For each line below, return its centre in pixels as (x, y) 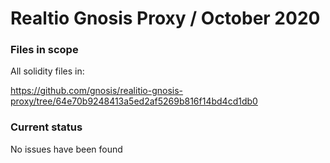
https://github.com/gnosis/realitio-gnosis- (97, 91)
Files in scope (44, 50)
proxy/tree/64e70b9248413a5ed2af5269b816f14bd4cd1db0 (134, 101)
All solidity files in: (47, 71)
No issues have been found (66, 149)
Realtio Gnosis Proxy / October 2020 (165, 18)
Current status (46, 127)
